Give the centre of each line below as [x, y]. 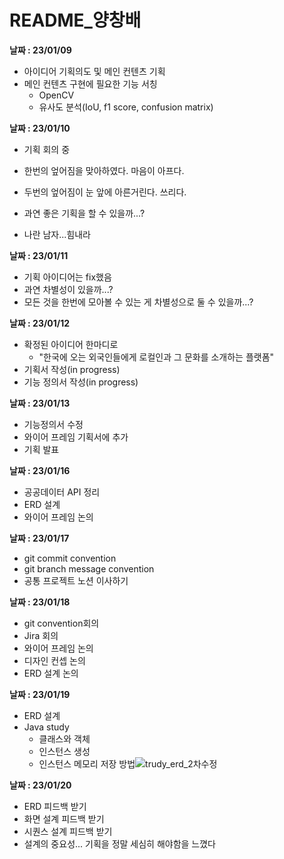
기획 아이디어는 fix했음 [67, 277]
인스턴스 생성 [64, 751]
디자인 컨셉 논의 [54, 660]
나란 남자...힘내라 [57, 234]
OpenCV [56, 95]
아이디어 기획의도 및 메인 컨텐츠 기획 [94, 71]
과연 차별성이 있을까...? [68, 289]
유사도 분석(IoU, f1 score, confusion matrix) [126, 107]
